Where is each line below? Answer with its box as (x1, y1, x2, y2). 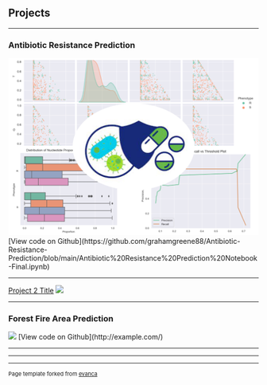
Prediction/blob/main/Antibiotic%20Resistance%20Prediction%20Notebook (8, 253, 258, 262)
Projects (8, 6, 51, 20)
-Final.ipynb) (8, 261, 50, 271)
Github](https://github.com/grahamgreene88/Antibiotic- (57, 236, 241, 246)
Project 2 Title (8, 285, 54, 295)
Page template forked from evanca (8, 370, 98, 378)
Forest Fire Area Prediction (8, 312, 114, 324)
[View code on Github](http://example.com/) (17, 332, 164, 342)
